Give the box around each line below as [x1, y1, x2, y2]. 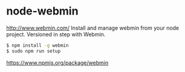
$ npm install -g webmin [6, 42, 69, 48]
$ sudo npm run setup [6, 48, 61, 54]
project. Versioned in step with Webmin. [6, 30, 106, 38]
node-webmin [6, 4, 79, 18]
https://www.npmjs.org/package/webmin [6, 59, 109, 66]
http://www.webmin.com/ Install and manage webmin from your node [6, 24, 180, 31]
